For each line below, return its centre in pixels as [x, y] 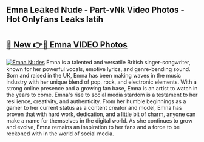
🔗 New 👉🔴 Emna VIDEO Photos [67, 45]
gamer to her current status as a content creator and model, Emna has [94, 108]
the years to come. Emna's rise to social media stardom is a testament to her [102, 95]
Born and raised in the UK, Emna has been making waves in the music [94, 76]
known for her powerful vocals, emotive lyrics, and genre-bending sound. [98, 69]
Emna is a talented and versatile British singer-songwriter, [118, 62]
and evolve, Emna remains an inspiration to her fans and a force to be [93, 127]
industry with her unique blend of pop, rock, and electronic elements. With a [101, 82]
